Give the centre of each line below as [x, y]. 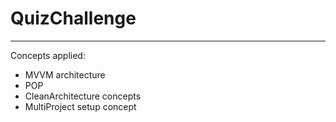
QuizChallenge [73, 18]
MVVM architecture [65, 74]
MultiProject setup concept [80, 106]
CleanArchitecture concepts [83, 96]
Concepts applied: [48, 55]
